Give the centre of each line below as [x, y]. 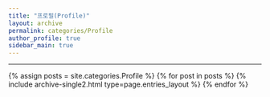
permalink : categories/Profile [61, 30]
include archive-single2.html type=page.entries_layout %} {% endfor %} [129, 84]
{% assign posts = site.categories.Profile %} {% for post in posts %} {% [127, 76]
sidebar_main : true [41, 46]
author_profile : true [45, 38]
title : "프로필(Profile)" [49, 16]
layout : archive [35, 23]
